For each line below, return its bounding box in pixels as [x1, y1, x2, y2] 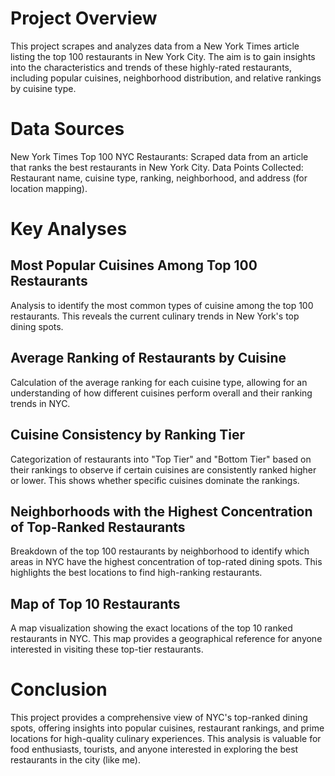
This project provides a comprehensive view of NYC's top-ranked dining [10, 712, 308, 724]
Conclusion [10, 678, 108, 701]
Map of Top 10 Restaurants [10, 595, 181, 612]
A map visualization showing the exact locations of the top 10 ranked [10, 622, 293, 634]
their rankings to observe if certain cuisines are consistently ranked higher [10, 463, 317, 476]
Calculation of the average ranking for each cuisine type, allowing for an [10, 376, 308, 388]
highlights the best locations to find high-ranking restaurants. [10, 567, 263, 579]
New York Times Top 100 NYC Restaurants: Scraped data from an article [10, 150, 309, 162]
